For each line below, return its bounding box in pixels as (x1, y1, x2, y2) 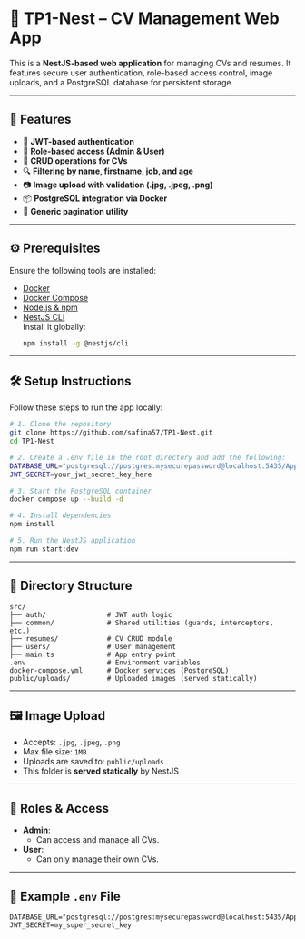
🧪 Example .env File (9, 888, 121, 904)
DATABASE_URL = (9, 461, 64, 471)
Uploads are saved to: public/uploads (22, 756, 164, 767)
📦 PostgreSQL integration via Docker (22, 193, 168, 204)
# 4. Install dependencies (9, 511, 112, 521)
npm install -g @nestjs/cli (22, 338, 129, 348)
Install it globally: (22, 321, 86, 332)
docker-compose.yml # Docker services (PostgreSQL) (9, 665, 230, 675)
